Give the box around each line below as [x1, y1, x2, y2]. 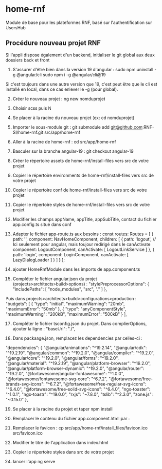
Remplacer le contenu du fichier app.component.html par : [12, 415, 130, 421]
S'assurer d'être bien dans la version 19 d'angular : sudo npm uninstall [12, 66, 154, 72]
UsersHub [5, 24, 26, 30]
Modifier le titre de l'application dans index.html [12, 439, 108, 445]
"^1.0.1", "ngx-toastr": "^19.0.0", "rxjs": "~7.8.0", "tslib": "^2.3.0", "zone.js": [5, 391, 153, 397]
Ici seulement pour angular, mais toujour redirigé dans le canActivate [12, 241, 151, 247]
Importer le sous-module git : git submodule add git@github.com [12, 124, 143, 130]
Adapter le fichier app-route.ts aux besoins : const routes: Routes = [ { [12, 231, 154, 237]
